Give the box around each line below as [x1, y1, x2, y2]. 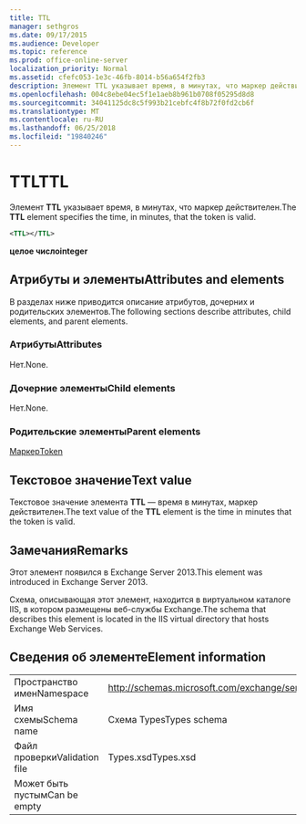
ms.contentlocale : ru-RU [9, 115, 104, 124]
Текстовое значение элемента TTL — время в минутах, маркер [9, 496, 258, 507]
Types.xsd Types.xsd [107, 750, 197, 763]
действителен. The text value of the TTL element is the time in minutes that [9, 506, 292, 517]
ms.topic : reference [9, 47, 88, 57]
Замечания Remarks [9, 542, 129, 558]
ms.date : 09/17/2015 [9, 30, 88, 39]
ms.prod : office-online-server [9, 56, 128, 65]
